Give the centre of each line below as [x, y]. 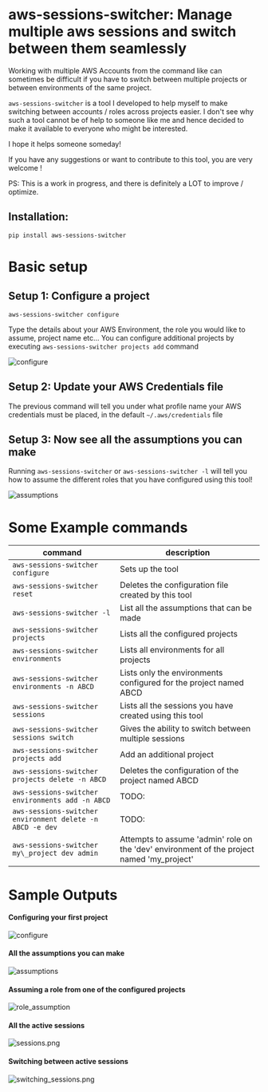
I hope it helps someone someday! [65, 144]
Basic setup [48, 267]
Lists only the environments [171, 673]
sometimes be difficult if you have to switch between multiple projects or [128, 79]
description [188, 553]
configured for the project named [182, 683]
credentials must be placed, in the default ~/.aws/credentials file [116, 414]
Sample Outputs [63, 895]
